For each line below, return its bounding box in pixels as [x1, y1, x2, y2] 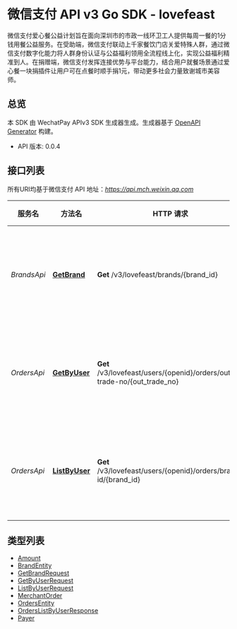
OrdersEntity [17, 599, 55, 608]
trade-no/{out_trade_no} [97, 376, 179, 386]
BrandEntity [17, 561, 52, 570]
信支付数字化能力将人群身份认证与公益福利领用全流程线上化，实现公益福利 [7, 49, 224, 57]
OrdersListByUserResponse [17, 606, 99, 615]
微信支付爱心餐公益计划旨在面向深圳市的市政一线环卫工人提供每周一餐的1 [7, 31, 220, 40]
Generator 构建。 [7, 127, 58, 135]
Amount [17, 554, 41, 563]
